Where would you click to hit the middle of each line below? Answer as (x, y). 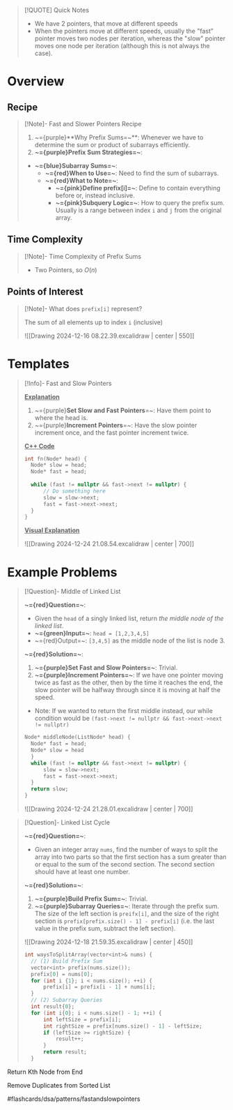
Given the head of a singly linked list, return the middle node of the (129, 618)
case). (44, 53)
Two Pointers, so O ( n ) (66, 270)
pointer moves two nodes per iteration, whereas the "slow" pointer (130, 38)
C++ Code (39, 446)
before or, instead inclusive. (95, 195)
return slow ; (50, 789)
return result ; (65, 1052)
